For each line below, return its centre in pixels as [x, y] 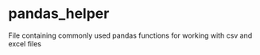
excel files [25, 43]
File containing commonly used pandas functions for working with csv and [130, 35]
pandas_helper [59, 14]
